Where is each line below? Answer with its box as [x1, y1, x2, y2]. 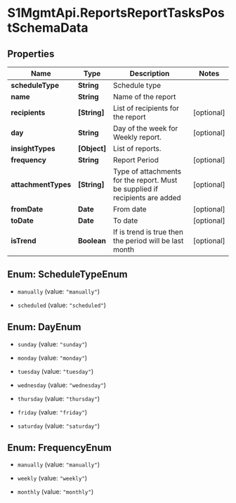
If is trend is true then [112, 227, 184, 237]
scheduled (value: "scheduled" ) [17, 301, 107, 309]
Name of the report [112, 92, 176, 101]
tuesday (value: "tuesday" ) [17, 367, 93, 375]
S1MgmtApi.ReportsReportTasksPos [7, 5, 225, 21]
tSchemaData [7, 20, 89, 36]
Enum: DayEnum [7, 321, 81, 333]
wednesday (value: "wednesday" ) [17, 381, 107, 389]
